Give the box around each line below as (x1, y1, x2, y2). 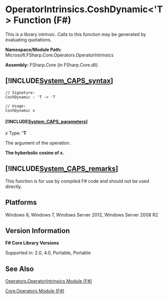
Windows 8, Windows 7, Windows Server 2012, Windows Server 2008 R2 (5, 211, 158, 218)
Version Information (5, 226, 70, 235)
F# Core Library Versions (5, 240, 59, 246)
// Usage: (5, 103, 26, 108)
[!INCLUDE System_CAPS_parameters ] (5, 119, 88, 125)
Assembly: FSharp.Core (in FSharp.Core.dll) (5, 62, 98, 68)
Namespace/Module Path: (5, 46, 62, 52)
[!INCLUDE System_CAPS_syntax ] (5, 76, 113, 85)
